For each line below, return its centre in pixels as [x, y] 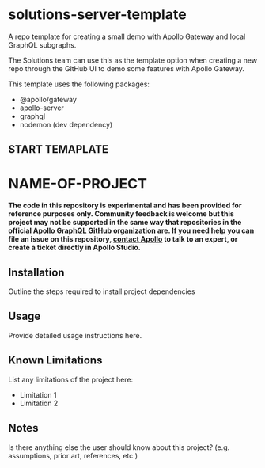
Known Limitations [55, 361]
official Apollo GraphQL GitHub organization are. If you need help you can [131, 230]
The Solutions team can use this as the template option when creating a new [133, 60]
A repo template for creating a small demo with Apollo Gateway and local [127, 36]
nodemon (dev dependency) [66, 124]
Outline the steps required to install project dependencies [102, 291]
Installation [36, 272]
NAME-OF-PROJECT [78, 183]
